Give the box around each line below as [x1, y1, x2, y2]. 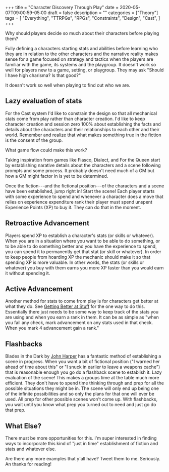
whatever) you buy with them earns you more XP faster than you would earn [5, 264, 164, 270]
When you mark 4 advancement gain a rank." [5, 325, 99, 331]
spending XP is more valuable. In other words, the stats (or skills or [5, 259, 144, 265]
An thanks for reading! [5, 461, 52, 467]
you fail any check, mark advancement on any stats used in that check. [5, 320, 153, 326]
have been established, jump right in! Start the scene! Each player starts [5, 188, 155, 194]
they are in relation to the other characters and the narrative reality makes [5, 51, 158, 57]
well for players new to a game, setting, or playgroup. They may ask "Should [5, 67, 164, 73]
